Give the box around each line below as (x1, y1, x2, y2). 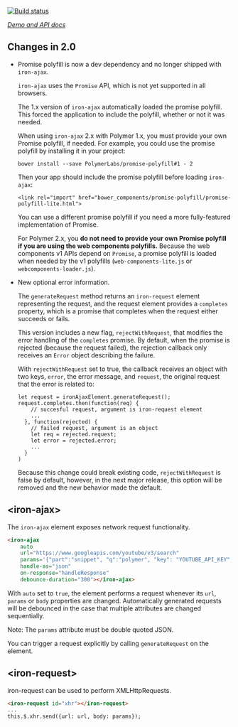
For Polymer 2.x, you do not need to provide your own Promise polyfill (17, 234, 227, 242)
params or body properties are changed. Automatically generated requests (7, 596, 222, 605)
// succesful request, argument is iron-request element (31, 406, 203, 413)
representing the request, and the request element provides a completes (17, 299, 229, 308)
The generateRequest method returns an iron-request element (17, 291, 200, 300)
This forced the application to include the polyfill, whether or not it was (17, 110, 225, 119)
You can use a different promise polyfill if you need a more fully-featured (17, 212, 231, 221)
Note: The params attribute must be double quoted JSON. (7, 625, 174, 634)
